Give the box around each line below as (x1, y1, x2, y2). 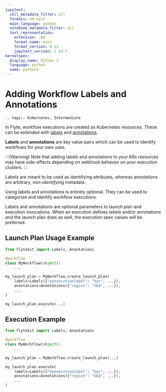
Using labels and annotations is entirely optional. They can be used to (5, 189, 148, 195)
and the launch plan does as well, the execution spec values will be (5, 214, 143, 220)
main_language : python (9, 21, 56, 26)
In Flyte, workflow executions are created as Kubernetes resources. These (5, 124, 157, 130)
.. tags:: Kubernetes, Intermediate (5, 115, 81, 120)
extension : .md (14, 35, 46, 40)
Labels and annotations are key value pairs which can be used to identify (5, 139, 156, 145)
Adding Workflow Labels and (5, 89, 127, 100)
